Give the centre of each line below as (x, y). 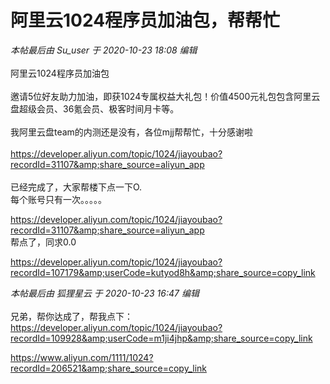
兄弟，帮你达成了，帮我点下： (71, 316)
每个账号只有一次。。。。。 (58, 199)
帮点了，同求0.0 (43, 242)
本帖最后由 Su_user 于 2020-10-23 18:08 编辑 (104, 50)
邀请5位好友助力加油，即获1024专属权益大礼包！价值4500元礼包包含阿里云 (165, 96)
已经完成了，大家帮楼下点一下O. (76, 187)
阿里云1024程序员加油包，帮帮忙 (145, 20)
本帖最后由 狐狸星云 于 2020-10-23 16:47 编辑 (105, 293)
